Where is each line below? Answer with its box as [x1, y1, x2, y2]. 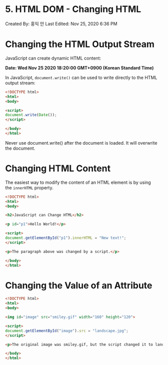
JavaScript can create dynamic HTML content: [5, 55, 101, 61]
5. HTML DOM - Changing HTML [5, 4, 141, 15]
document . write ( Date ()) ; [5, 113, 57, 118]
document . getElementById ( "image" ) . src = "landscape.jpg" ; [5, 328, 128, 333]
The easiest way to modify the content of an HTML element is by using [5, 179, 151, 185]
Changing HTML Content [5, 163, 111, 174]
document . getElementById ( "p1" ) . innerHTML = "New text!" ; [5, 235, 126, 241]
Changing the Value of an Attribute [5, 279, 152, 291]
